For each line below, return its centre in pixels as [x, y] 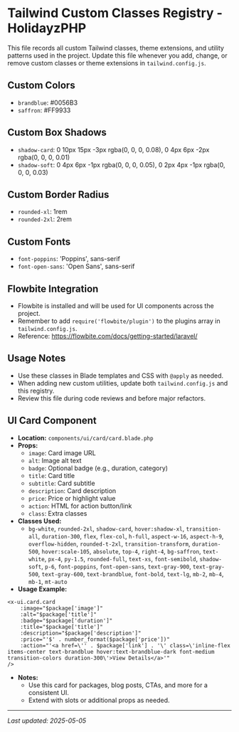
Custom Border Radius [58, 195]
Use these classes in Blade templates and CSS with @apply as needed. [121, 376]
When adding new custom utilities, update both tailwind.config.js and [123, 383]
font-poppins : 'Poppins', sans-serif [69, 259]
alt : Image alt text [55, 460]
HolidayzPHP [47, 28]
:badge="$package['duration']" [67, 620]
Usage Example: [42, 589]
